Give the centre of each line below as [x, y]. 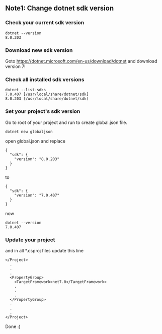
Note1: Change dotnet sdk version [60, 8]
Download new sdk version [39, 50]
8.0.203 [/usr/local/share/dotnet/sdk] [47, 99]
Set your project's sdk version [43, 111]
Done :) [13, 326]
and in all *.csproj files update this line [45, 250]
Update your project [30, 240]
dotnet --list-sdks [26, 90]
